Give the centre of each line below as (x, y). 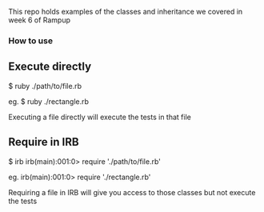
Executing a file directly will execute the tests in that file (100, 117)
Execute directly (50, 67)
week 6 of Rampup (39, 20)
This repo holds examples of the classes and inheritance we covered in (126, 12)
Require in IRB (44, 142)
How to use (31, 41)
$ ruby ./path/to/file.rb (45, 86)
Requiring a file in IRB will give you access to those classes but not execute (132, 192)
